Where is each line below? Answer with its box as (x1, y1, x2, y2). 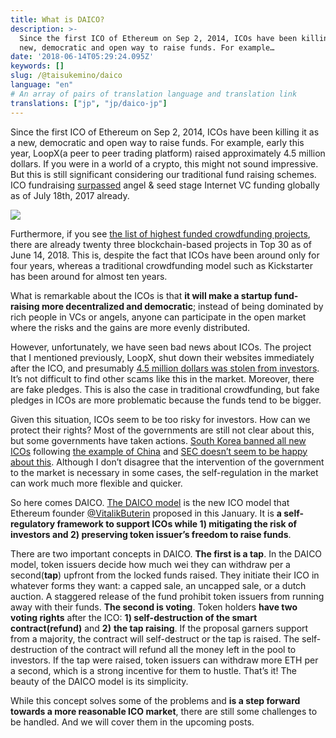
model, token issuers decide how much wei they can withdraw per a (10, 558, 291, 570)
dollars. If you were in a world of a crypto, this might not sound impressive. (10, 157, 319, 170)
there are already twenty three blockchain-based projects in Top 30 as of (10, 238, 312, 250)
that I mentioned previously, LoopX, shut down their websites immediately (10, 351, 315, 363)
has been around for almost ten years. (10, 270, 168, 282)
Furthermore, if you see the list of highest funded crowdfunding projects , (10, 227, 311, 240)
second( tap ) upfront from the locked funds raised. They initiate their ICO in (10, 569, 320, 581)
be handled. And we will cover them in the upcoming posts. (10, 716, 255, 728)
